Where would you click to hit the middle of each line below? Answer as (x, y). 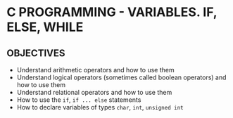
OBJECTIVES (36, 53)
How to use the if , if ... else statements (79, 100)
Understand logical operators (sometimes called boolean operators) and (121, 77)
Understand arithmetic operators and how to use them (96, 70)
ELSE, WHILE (45, 27)
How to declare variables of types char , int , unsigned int (100, 107)
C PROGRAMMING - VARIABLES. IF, (112, 12)
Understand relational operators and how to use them (94, 92)
